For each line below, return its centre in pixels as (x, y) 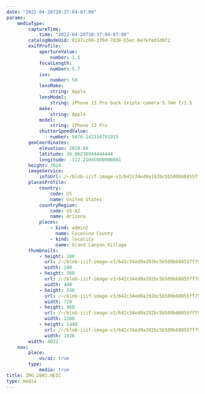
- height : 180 (57, 256)
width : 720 (58, 302)
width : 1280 (60, 319)
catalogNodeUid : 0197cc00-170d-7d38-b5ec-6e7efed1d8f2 (99, 40)
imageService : (46, 171)
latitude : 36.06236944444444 (76, 154)
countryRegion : (58, 205)
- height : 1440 (58, 324)
